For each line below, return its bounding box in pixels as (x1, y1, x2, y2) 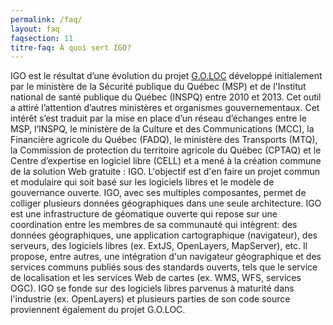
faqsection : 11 (10, 33, 74, 43)
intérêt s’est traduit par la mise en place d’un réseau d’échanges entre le (10, 112, 307, 125)
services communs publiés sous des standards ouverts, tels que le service (10, 261, 318, 273)
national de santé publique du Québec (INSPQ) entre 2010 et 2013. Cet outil (10, 91, 322, 103)
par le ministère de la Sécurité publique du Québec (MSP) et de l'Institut (10, 81, 307, 93)
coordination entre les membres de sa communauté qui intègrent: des (10, 219, 298, 231)
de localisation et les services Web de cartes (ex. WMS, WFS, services (10, 272, 302, 284)
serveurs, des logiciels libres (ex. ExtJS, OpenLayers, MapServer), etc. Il (10, 240, 308, 252)
